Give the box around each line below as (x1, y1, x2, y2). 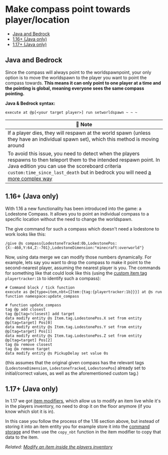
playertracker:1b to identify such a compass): (5, 275, 101, 281)
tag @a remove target (5, 346, 50, 351)
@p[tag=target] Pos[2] (5, 337, 52, 343)
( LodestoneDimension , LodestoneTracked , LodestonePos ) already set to (5, 365, 146, 371)
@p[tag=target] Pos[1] (5, 329, 52, 334)
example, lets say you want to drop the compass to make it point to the (5, 259, 151, 265)
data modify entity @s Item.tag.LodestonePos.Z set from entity (5, 333, 142, 338)
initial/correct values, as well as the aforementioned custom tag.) (5, 370, 139, 376)
